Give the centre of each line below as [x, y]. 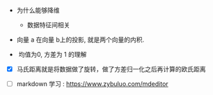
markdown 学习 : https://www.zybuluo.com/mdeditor [92, 84]
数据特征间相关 [48, 25]
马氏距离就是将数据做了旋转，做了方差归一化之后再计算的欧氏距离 [111, 69]
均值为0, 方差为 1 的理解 [53, 54]
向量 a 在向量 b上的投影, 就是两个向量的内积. [80, 40]
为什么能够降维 [38, 10]
